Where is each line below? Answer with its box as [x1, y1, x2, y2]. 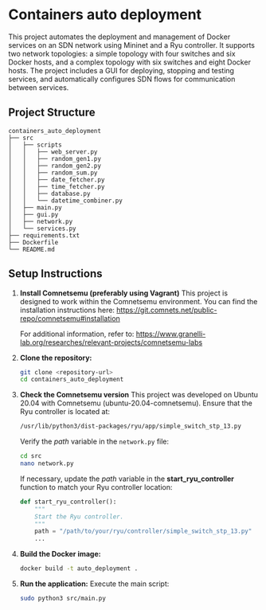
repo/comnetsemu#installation [19, 313, 121, 323]
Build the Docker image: [19, 549, 101, 559]
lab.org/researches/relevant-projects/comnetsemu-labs [19, 337, 203, 347]
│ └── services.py [8, 225, 77, 233]
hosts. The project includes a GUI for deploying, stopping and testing [8, 65, 235, 75]
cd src [19, 452, 42, 460]
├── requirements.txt [8, 231, 80, 240]
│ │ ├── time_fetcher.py [8, 182, 105, 190]
